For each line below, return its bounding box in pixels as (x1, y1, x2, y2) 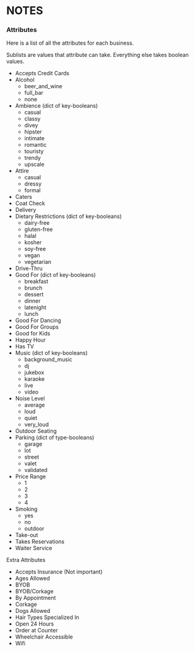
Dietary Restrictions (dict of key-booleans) (15, 212, 122, 220)
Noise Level (15, 395, 45, 402)
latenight (24, 304, 47, 311)
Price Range (15, 473, 46, 481)
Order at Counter (15, 627, 58, 634)
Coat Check (15, 200, 46, 207)
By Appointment (15, 594, 56, 602)
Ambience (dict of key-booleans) (15, 102, 98, 110)
